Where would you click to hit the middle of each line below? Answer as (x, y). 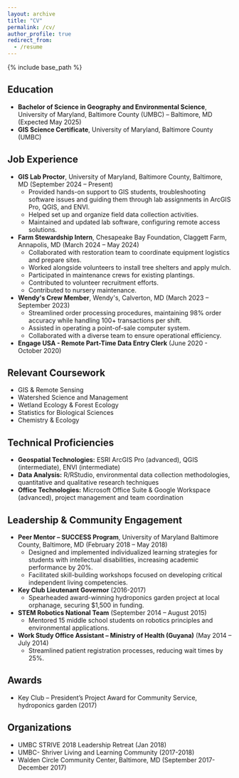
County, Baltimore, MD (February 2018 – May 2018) (92, 545)
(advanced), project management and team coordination (100, 498)
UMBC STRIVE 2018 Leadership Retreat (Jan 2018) (92, 745)
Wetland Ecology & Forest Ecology (68, 405)
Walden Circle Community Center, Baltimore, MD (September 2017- (116, 759)
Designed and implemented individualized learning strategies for (123, 552)
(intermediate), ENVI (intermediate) (69, 468)
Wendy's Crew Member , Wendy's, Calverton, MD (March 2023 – (113, 298)
